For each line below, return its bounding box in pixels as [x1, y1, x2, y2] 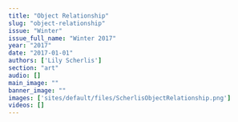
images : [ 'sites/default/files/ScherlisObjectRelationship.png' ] [8, 94, 231, 102]
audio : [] [8, 71, 42, 79]
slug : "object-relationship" [8, 19, 106, 27]
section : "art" [8, 64, 59, 72]
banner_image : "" [8, 86, 67, 95]
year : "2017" [8, 42, 52, 50]
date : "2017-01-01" [8, 49, 74, 57]
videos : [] [8, 101, 45, 109]
